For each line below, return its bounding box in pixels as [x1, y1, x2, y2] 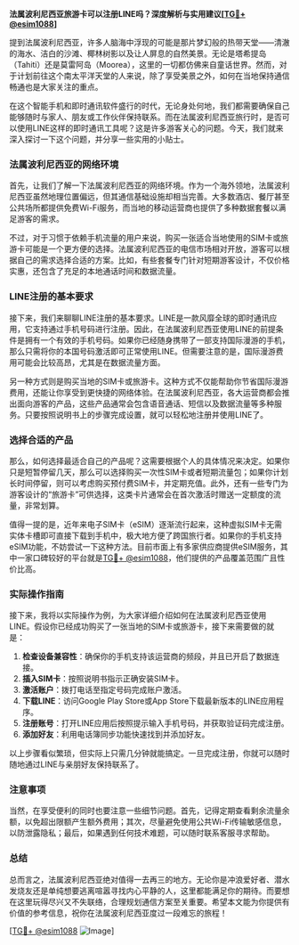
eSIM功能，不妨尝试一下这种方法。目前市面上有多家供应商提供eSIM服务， [9, 541, 281, 551]
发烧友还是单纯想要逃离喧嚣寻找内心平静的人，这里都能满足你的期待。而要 [9, 885, 282, 896]
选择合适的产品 [9, 434, 74, 446]
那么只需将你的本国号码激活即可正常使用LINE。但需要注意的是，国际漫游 [9, 346, 276, 356]
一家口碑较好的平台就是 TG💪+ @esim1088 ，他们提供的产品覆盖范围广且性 [16, 552, 286, 563]
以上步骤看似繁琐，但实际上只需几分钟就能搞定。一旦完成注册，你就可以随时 [9, 748, 290, 759]
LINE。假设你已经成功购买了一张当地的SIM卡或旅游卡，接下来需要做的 [9, 621, 267, 631]
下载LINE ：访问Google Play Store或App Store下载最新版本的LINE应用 [21, 696, 277, 706]
